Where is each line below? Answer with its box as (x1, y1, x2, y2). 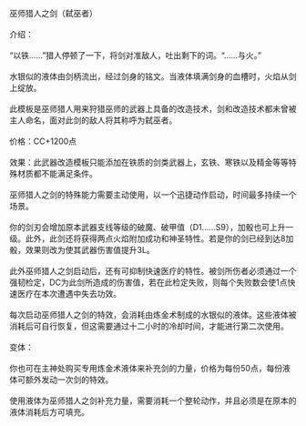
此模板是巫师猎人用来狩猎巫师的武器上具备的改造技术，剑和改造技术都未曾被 (9, 104, 297, 114)
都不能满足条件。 (33, 168, 97, 178)
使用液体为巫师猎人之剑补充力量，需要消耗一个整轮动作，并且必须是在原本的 (9, 395, 297, 406)
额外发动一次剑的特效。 (25, 374, 114, 385)
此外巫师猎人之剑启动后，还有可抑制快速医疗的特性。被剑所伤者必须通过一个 (9, 266, 297, 276)
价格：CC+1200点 (9, 136, 77, 147)
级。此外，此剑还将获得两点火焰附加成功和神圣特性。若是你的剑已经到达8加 (9, 233, 294, 244)
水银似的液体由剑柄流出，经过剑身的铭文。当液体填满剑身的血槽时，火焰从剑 (9, 71, 297, 82)
